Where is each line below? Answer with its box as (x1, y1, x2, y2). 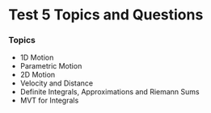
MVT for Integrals (19, 95, 79, 106)
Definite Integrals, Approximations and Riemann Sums (19, 87, 200, 97)
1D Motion (19, 52, 54, 62)
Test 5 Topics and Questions (8, 6, 204, 24)
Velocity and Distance (19, 78, 94, 88)
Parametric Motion (19, 61, 82, 71)
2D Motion (19, 70, 56, 80)
